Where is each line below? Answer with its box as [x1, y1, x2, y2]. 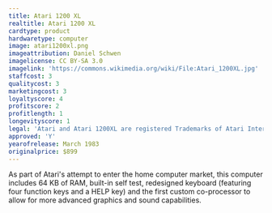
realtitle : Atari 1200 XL [8, 19, 96, 28]
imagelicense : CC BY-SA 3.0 [8, 58, 104, 66]
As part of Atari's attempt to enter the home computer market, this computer [8, 169, 263, 179]
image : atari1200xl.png [8, 42, 89, 50]
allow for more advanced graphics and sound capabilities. [8, 195, 202, 205]
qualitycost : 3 [8, 79, 60, 87]
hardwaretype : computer [8, 34, 89, 43]
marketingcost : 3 [8, 87, 67, 96]
